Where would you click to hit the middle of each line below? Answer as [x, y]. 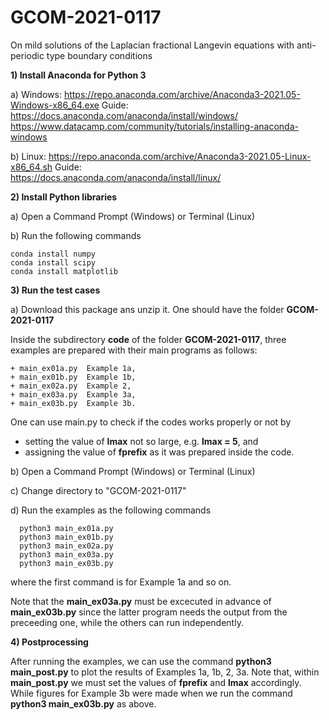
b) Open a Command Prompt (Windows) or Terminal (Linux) [133, 471]
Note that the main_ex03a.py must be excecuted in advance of [141, 601]
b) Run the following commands [76, 235]
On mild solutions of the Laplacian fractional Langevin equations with [152, 45]
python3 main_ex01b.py [66, 537]
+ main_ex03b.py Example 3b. [73, 403]
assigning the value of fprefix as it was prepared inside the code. [159, 452]
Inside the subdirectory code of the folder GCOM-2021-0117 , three [148, 339]
